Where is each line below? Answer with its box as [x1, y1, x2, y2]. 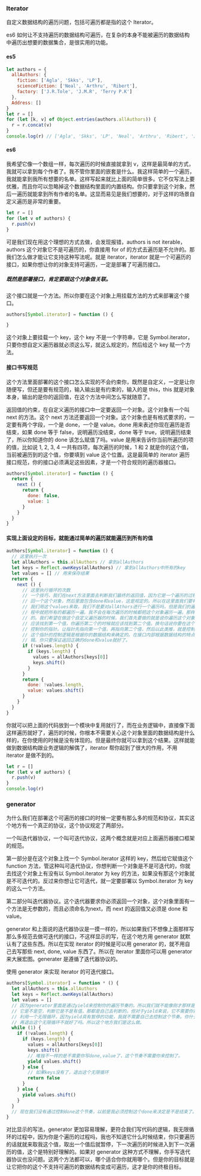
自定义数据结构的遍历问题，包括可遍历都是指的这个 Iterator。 [6, 19, 157, 26]
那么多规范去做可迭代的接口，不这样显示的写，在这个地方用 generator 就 [6, 933, 185, 940]
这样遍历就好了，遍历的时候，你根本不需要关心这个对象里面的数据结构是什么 [6, 729, 195, 736]
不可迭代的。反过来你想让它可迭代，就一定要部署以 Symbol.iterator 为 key [11, 878, 193, 885]
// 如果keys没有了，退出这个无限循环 [28, 1070, 109, 1076]
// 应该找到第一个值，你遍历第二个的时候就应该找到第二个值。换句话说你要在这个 [22, 620, 196, 627]
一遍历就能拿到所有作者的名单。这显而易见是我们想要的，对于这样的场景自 [11, 190, 195, 198]
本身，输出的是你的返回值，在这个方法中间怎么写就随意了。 [6, 393, 153, 400]
